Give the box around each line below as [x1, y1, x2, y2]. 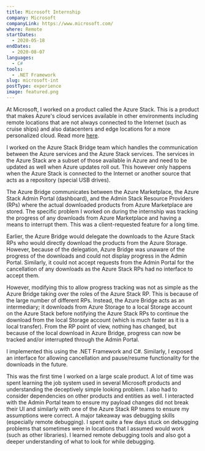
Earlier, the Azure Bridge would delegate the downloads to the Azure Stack [6, 233, 195, 240]
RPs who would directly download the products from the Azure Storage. [6, 239, 188, 246]
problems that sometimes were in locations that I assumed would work [6, 425, 185, 432]
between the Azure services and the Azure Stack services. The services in [6, 150, 195, 157]
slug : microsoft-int [6, 77, 59, 83]
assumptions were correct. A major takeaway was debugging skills [6, 412, 175, 419]
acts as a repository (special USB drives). [6, 176, 111, 183]
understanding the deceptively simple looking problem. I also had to [6, 385, 177, 393]
